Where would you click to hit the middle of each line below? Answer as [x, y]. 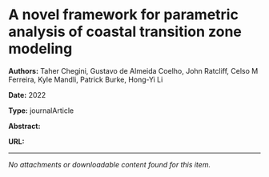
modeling [40, 49]
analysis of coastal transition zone [125, 32]
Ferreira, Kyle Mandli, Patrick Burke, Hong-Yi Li [86, 79]
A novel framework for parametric [123, 15]
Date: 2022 [27, 95]
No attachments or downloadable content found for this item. [109, 164]
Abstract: [24, 126]
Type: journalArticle [41, 111]
